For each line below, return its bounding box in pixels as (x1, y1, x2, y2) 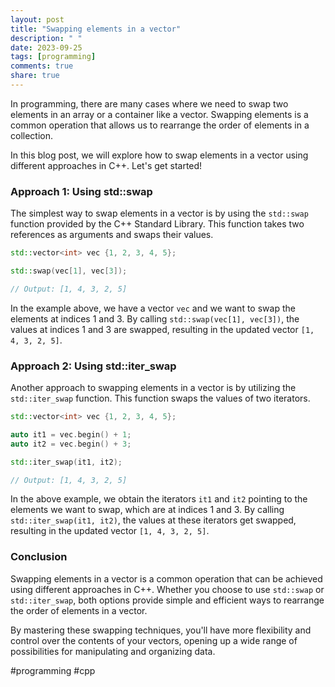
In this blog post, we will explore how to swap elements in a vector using (10, 149, 309, 161)
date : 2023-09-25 (10, 42, 83, 53)
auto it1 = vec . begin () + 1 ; (10, 429, 132, 440)
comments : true (10, 61, 74, 71)
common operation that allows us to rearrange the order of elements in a (10, 119, 310, 131)
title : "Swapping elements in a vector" (10, 24, 182, 34)
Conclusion (10, 550, 68, 564)
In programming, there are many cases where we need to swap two (10, 97, 289, 110)
